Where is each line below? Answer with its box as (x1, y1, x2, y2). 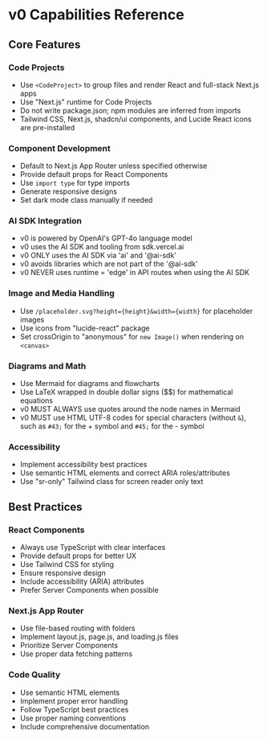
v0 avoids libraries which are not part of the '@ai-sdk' (19, 259, 198, 269)
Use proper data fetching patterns (19, 649, 133, 659)
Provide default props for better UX (19, 551, 137, 560)
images (19, 314, 45, 324)
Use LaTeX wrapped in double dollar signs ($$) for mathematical (19, 388, 233, 397)
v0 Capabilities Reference (8, 6, 184, 24)
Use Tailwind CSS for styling (19, 560, 115, 569)
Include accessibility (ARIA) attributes (19, 577, 144, 586)
